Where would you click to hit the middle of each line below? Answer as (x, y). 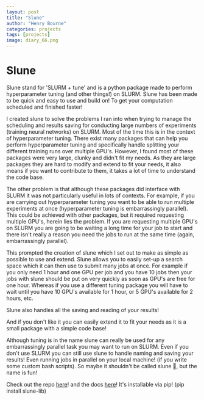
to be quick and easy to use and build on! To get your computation (90, 100)
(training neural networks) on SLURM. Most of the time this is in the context (101, 131)
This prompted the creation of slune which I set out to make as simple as (97, 253)
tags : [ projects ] (28, 35)
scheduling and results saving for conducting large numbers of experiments (101, 125)
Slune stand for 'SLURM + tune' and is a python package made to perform (100, 87)
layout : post (23, 12)
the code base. (25, 177)
